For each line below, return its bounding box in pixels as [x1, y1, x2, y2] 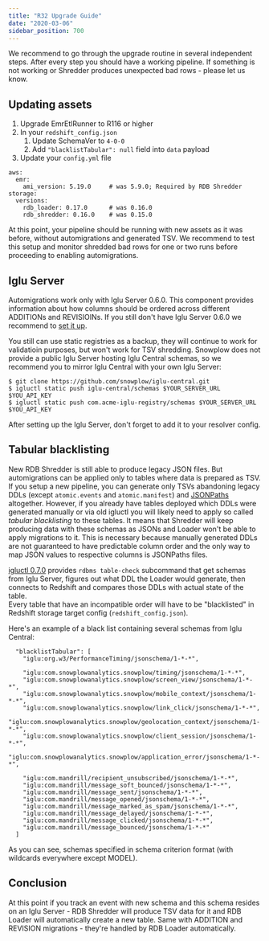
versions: [15, 197, 48, 205]
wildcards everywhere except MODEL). [8, 853, 138, 862]
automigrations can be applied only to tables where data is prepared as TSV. [8, 473, 261, 482]
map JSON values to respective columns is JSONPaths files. [8, 550, 208, 559]
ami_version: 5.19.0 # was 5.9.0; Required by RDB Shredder [22, 182, 243, 191]
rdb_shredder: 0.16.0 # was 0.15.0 [22, 211, 153, 219]
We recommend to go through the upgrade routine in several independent [8, 49, 253, 59]
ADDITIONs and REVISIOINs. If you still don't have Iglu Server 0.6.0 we [8, 313, 243, 321]
